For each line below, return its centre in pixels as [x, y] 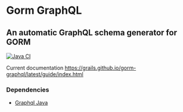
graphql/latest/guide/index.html [45, 74]
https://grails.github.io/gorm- [100, 68]
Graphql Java [31, 103]
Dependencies [28, 89]
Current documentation [35, 68]
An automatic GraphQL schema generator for [92, 33]
